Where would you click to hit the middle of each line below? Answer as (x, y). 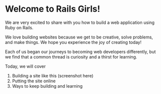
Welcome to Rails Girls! (53, 9)
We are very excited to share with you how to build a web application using (80, 22)
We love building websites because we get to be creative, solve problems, (79, 37)
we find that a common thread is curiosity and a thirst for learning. (71, 56)
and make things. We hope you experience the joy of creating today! (73, 42)
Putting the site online (34, 81)
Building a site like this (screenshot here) (53, 75)
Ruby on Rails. (19, 27)
